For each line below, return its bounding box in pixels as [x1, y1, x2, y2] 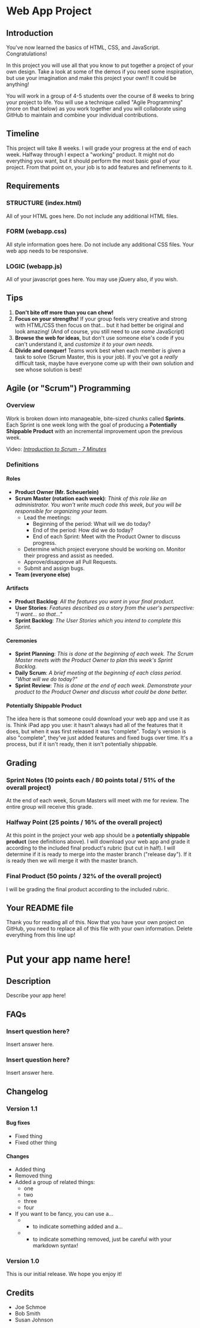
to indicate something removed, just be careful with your [32, 1235, 172, 1243]
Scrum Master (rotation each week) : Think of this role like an [14, 495, 167, 502]
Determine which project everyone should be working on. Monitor [23, 545, 186, 553]
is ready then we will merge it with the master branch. [6, 857, 139, 864]
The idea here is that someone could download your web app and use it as [6, 715, 190, 722]
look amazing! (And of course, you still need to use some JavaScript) [14, 327, 185, 335]
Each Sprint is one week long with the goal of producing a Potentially [6, 421, 177, 428]
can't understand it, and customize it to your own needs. [14, 341, 154, 348]
